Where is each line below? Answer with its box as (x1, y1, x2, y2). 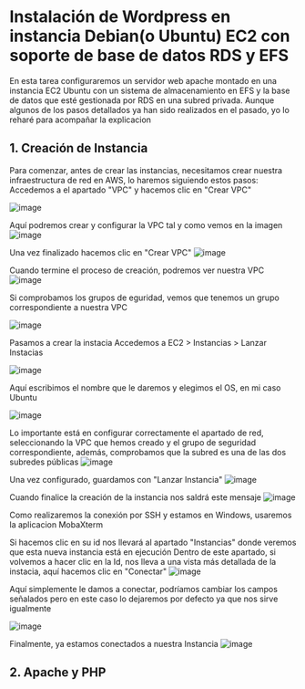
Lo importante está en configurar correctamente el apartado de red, (9, 427, 264, 438)
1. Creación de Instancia (9, 141, 148, 156)
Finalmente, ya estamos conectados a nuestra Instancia (9, 638, 219, 649)
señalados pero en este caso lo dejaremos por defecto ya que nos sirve (9, 593, 279, 604)
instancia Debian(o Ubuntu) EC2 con (9, 26, 290, 47)
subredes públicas (9, 456, 79, 467)
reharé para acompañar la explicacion (9, 114, 152, 125)
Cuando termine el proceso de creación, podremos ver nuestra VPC (9, 265, 265, 276)
